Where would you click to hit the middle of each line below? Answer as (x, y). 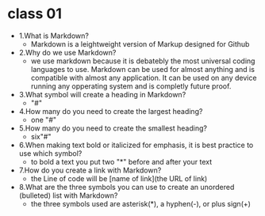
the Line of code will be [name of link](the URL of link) (119, 178)
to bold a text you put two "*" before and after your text (121, 161)
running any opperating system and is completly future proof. (131, 86)
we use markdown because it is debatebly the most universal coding (143, 61)
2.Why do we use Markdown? (67, 52)
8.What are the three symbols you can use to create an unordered (127, 187)
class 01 (35, 14)
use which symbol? (50, 153)
